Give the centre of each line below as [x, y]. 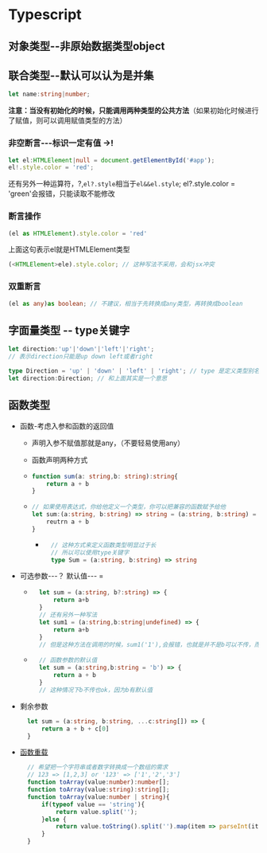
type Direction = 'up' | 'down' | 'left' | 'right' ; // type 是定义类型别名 [134, 371]
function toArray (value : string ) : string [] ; [99, 790]
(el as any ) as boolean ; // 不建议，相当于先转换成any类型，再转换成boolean [126, 303]
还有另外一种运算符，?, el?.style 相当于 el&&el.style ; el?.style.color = [122, 184]
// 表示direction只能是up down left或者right [81, 357]
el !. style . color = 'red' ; [51, 168]
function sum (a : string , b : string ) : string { [105, 476]
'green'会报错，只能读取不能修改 [62, 194]
